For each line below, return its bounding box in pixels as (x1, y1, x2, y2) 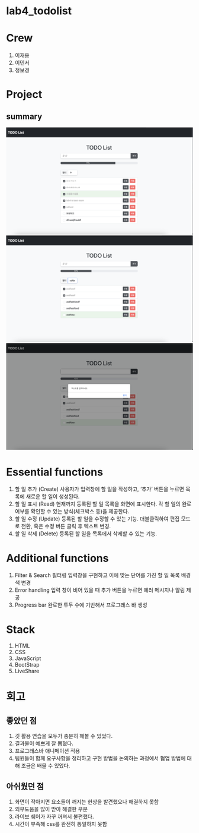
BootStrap (14, 661, 40, 668)
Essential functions (6, 465, 104, 479)
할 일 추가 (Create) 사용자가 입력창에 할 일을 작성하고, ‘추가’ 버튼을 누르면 (14, 485, 185, 493)
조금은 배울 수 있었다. (21, 762, 70, 769)
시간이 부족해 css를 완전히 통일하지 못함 (14, 821, 108, 828)
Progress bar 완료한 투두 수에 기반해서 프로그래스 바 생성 (14, 601, 147, 608)
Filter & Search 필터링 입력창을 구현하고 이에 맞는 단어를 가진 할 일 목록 (14, 572, 180, 579)
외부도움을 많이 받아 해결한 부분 (14, 806, 88, 813)
